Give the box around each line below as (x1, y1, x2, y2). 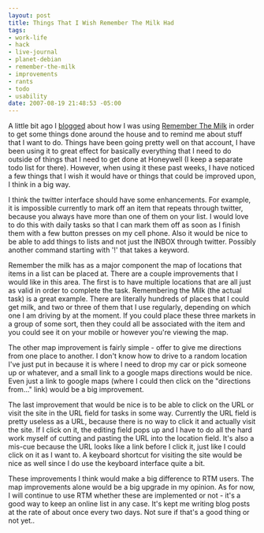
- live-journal (8, 48, 58, 56)
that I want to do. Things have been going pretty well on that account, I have (8, 138, 256, 147)
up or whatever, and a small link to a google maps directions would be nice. (8, 368, 253, 378)
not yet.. (8, 516, 35, 525)
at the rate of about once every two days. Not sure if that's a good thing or (8, 508, 250, 517)
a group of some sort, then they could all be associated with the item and (8, 319, 246, 329)
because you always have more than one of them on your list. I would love (8, 212, 249, 222)
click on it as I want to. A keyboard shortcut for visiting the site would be (8, 450, 243, 460)
